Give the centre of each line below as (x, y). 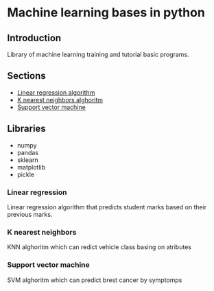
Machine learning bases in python (106, 13)
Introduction (34, 38)
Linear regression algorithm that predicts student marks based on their (107, 207)
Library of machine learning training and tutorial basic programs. (98, 54)
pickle (25, 174)
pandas (28, 152)
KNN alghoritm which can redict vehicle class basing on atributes (99, 247)
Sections (26, 76)
